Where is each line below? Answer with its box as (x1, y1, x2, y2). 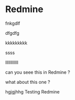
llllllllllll (5, 59, 19, 65)
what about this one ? (5, 79, 51, 85)
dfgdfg (5, 30, 19, 36)
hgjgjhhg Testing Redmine (5, 88, 60, 94)
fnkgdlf (5, 20, 20, 26)
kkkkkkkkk (5, 39, 28, 46)
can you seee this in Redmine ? (5, 69, 70, 75)
